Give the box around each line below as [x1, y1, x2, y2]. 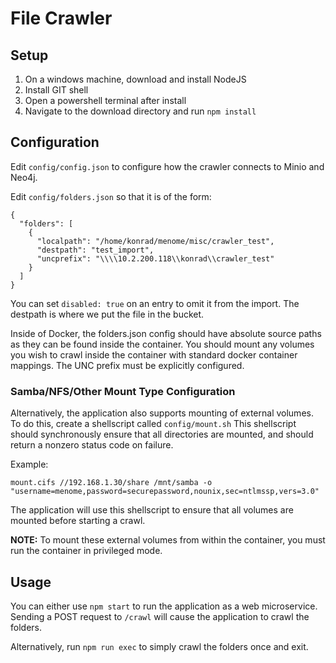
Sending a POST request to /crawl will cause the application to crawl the [10, 610, 310, 622]
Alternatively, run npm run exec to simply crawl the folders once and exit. [10, 640, 309, 652]
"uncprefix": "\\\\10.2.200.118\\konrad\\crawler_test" [36, 253, 275, 264]
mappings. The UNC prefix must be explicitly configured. [10, 359, 245, 371]
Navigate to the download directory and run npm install [24, 105, 257, 117]
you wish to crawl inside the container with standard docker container [10, 348, 298, 361]
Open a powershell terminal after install [24, 95, 187, 106]
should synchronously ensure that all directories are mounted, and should [10, 428, 314, 441]
